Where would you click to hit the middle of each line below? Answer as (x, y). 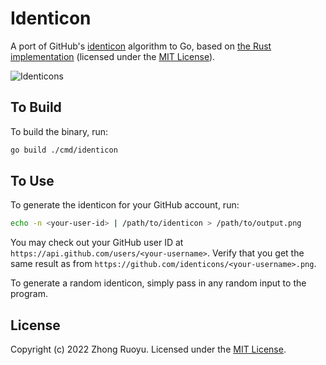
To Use (32, 181)
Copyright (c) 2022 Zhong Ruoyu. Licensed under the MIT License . (148, 349)
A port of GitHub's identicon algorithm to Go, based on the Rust (141, 46)
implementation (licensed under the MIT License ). (113, 56)
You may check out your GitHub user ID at (97, 243)
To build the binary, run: (59, 131)
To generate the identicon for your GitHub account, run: (125, 205)
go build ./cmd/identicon (64, 150)
